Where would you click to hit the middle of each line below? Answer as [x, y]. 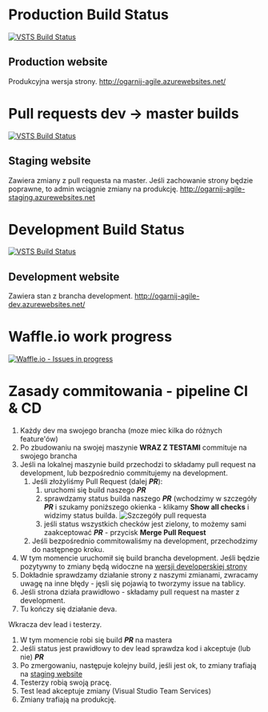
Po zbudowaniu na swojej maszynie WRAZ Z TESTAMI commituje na [133, 448]
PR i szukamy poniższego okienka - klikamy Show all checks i [146, 507]
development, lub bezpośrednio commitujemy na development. [124, 473]
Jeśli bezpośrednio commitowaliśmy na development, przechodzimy [145, 541]
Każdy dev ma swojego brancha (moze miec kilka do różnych [121, 430]
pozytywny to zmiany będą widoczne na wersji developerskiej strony [134, 566]
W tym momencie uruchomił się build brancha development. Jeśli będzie [140, 558]
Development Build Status [97, 229]
